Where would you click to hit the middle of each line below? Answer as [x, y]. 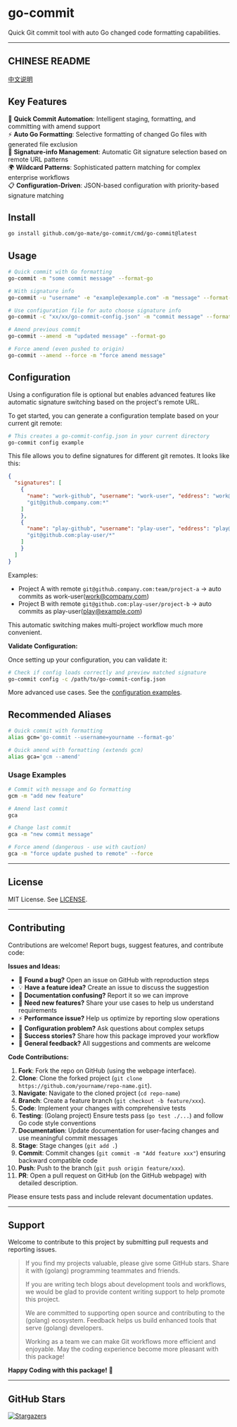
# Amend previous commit [44, 330]
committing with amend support [54, 126]
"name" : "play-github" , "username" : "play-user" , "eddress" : [118, 529]
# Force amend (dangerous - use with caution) [77, 847]
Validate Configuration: [43, 645]
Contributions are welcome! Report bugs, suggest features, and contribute [116, 945]
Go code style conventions [57, 1123]
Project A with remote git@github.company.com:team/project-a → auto [120, 588]
